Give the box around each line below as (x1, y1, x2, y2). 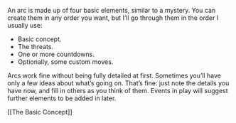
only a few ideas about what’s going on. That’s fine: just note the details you (7, 79, 230, 87)
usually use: (7, 21, 43, 29)
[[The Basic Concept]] (7, 108, 73, 116)
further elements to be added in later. (7, 94, 117, 102)
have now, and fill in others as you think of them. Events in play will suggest (7, 87, 229, 95)
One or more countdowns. (17, 50, 95, 58)
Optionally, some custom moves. (17, 58, 114, 66)
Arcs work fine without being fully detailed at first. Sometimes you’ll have (7, 71, 222, 80)
